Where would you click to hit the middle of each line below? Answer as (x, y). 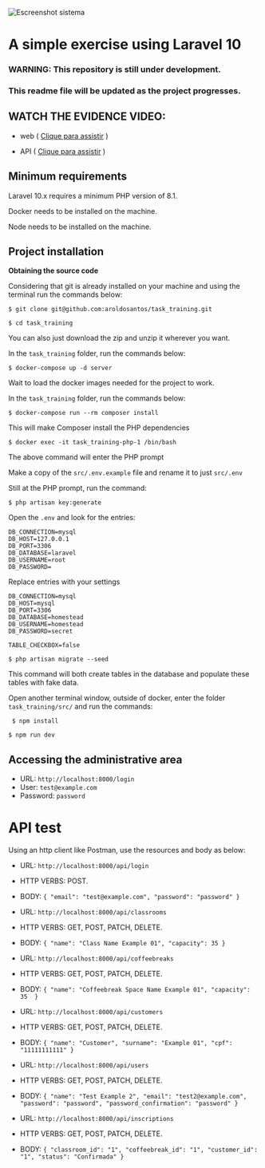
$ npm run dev (32, 735)
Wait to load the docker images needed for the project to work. (111, 383)
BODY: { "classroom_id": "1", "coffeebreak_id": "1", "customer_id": (138, 1150)
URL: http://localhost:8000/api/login (84, 866)
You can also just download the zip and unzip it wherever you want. (119, 338)
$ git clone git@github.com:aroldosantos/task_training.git (111, 310)
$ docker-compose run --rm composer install (83, 413)
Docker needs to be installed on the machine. (83, 211)
